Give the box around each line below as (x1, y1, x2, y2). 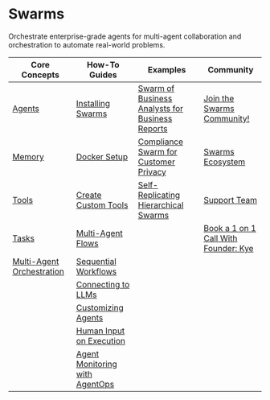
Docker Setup (76, 151, 129, 162)
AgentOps (76, 378, 115, 390)
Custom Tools (76, 199, 129, 210)
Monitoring (76, 358, 118, 369)
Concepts (21, 69, 60, 80)
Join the (203, 93, 235, 104)
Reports (137, 122, 168, 134)
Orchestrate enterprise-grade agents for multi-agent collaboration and (8, 31, 242, 41)
